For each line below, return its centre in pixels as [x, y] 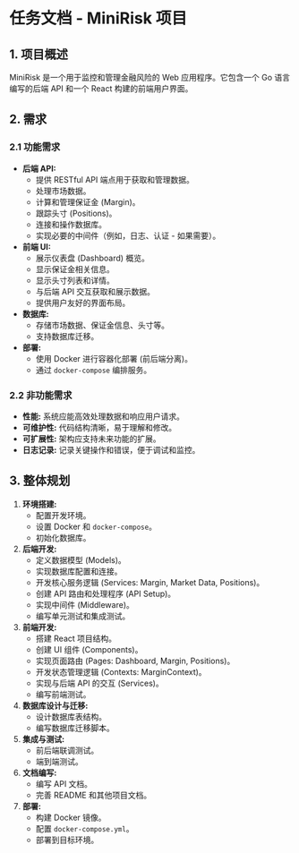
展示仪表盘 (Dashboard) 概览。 [92, 258]
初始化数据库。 [63, 537]
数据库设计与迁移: [55, 705]
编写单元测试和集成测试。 [83, 616]
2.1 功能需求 [35, 147]
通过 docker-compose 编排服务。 [94, 370]
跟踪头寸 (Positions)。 [76, 213]
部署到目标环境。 [67, 840]
